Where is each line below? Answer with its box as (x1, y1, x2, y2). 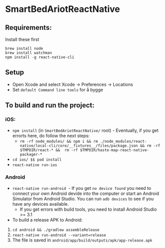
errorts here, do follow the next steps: (12, 133, 90, 139)
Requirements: (5, 23, 52, 32)
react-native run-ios (12, 163, 57, 167)
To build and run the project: (5, 101, 94, 110)
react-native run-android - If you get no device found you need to (12, 185, 152, 191)
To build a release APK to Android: (12, 217, 83, 223)
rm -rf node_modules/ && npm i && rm (19, 139, 98, 144)
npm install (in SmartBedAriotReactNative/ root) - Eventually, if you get (12, 127, 159, 133)
